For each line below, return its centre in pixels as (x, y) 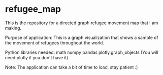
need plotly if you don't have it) (37, 57)
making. (13, 28)
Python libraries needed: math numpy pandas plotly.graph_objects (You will (82, 52)
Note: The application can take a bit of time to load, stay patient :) (71, 67)
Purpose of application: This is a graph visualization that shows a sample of (82, 37)
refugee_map (33, 9)
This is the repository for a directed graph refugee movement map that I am (82, 23)
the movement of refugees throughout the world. (55, 42)
